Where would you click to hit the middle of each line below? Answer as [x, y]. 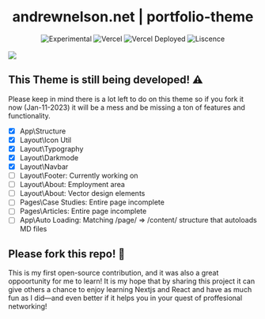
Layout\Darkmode [49, 157]
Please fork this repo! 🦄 [67, 254]
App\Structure [43, 131]
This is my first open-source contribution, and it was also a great [114, 273]
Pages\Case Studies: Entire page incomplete [92, 202]
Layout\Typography [51, 148]
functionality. [30, 115]
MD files [33, 229]
